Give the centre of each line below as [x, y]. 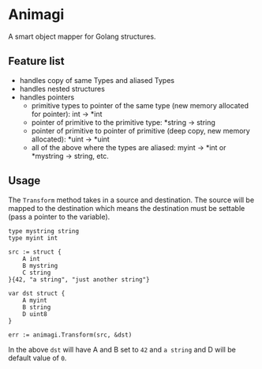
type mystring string [44, 231]
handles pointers [47, 97]
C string [37, 273]
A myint [35, 300]
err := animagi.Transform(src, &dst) [70, 335]
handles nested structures [62, 88]
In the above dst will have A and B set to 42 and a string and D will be [122, 349]
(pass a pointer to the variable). [59, 217]
